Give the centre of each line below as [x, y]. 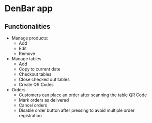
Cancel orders [33, 105]
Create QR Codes [36, 85]
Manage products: [30, 38]
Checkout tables [35, 74]
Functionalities [27, 26]
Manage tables [26, 59]
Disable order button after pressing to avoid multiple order [77, 110]
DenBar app [29, 9]
